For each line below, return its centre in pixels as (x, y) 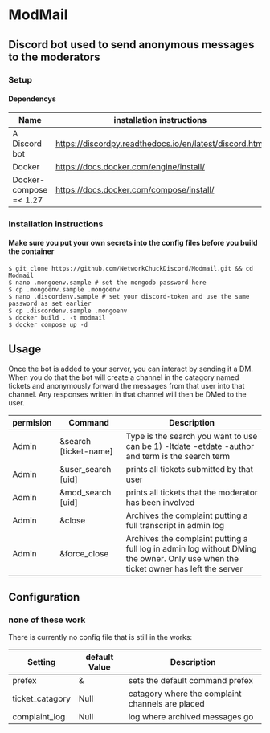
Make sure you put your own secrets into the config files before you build (133, 243)
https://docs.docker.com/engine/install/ (130, 166)
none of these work (47, 620)
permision (32, 422)
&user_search (86, 469)
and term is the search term (178, 456)
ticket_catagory (41, 698)
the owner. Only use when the (182, 558)
